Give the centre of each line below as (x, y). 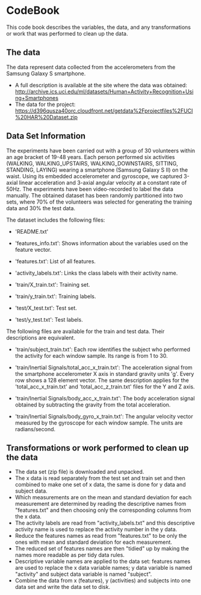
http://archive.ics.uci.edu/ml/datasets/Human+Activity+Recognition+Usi (104, 92)
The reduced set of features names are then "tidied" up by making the (102, 549)
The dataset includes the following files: (56, 220)
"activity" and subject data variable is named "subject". (83, 574)
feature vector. (33, 249)
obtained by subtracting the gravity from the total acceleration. (93, 405)
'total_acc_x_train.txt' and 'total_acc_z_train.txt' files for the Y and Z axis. (105, 387)
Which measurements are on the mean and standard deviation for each (103, 497)
